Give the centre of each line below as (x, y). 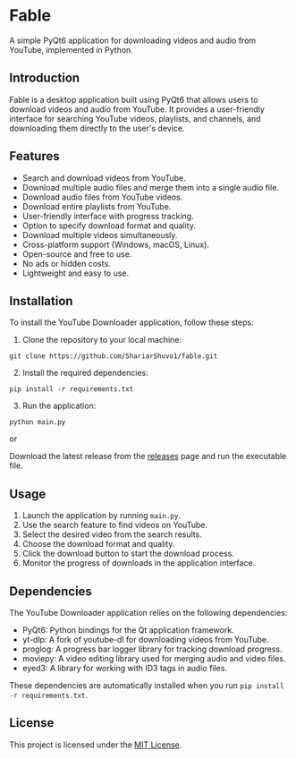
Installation (41, 301)
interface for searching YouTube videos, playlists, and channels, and (135, 118)
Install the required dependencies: (85, 373)
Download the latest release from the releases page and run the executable (148, 456)
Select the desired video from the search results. (112, 534)
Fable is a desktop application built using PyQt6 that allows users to (134, 99)
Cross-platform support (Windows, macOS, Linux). (116, 244)
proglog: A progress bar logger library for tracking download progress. (152, 649)
